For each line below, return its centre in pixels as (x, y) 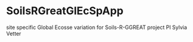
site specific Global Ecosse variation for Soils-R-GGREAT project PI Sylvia (96, 27)
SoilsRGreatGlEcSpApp (65, 11)
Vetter (14, 33)
